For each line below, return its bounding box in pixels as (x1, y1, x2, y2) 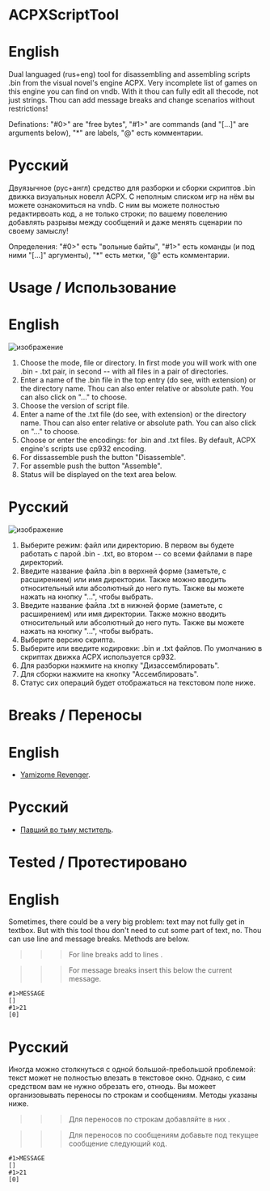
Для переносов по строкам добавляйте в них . (68, 1114, 230, 1125)
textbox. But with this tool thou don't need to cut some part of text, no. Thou (8, 926, 262, 935)
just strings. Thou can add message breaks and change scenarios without (8, 95, 255, 105)
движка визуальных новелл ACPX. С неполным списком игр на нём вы (8, 192, 255, 201)
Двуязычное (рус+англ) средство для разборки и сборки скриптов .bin (8, 184, 256, 193)
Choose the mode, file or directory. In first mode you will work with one (19, 358, 257, 368)
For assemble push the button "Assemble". (19, 461, 162, 471)
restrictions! (8, 103, 49, 114)
